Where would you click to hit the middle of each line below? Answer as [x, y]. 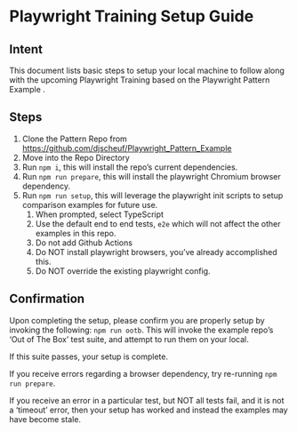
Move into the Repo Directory [76, 157]
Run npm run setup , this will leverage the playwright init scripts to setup [153, 195]
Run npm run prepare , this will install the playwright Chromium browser [152, 176]
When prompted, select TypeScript [100, 214]
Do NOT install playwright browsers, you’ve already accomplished [156, 252]
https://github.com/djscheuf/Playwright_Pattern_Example [127, 148]
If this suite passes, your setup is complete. [89, 356]
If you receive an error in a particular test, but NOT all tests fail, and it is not [147, 400]
